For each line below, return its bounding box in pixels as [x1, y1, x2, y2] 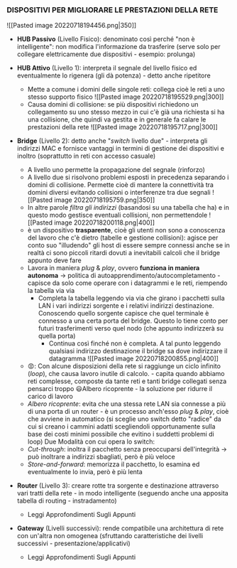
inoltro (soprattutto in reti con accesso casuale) [16, 151, 156, 161]
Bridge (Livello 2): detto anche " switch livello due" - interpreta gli [16, 136, 208, 145]
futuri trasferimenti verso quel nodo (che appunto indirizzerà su [38, 324, 224, 333]
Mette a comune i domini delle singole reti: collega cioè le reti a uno [27, 85, 225, 94]
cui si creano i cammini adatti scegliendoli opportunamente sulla [27, 422, 216, 431]
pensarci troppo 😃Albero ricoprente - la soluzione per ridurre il [27, 385, 213, 393]
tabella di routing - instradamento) [16, 496, 118, 505]
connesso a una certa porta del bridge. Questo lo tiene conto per [38, 316, 228, 325]
